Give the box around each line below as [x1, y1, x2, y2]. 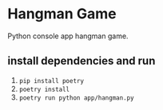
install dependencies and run [7, 54, 156, 68]
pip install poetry [18, 77, 85, 84]
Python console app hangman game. [7, 31, 129, 41]
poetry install [18, 85, 70, 93]
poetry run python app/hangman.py [18, 93, 134, 102]
